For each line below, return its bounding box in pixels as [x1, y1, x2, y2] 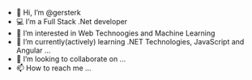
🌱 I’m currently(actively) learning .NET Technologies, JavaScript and [15, 37, 245, 46]
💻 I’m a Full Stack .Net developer [15, 17, 128, 26]
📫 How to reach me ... [15, 63, 92, 73]
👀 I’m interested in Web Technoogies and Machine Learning [15, 28, 216, 38]
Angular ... [15, 45, 51, 55]
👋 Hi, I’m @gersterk [15, 8, 81, 17]
